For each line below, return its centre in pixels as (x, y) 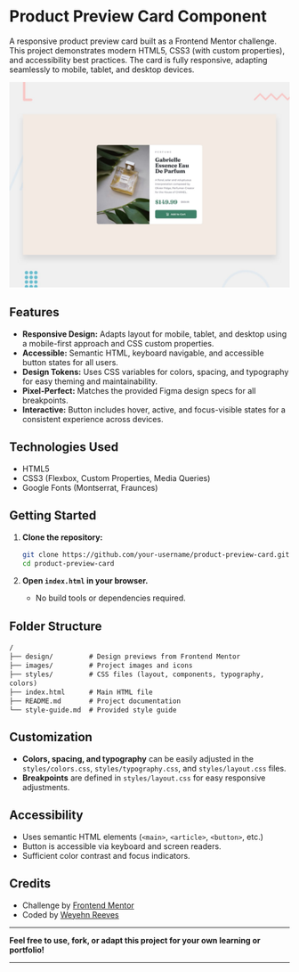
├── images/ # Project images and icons (101, 666)
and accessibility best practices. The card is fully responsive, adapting (138, 60)
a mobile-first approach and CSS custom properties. (118, 343)
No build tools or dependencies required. (111, 598)
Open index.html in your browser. (85, 581)
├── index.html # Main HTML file (81, 692)
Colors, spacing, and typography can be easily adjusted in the (138, 758)
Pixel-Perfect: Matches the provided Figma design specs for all (139, 390)
